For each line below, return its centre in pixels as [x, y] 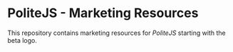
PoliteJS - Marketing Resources [103, 13]
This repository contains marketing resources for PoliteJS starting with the [116, 33]
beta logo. [22, 40]
